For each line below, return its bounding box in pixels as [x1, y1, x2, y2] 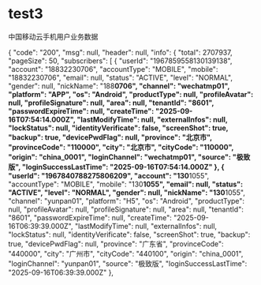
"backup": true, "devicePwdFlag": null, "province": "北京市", [8, 132, 213, 142]
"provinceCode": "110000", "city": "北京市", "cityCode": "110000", [8, 142, 234, 152]
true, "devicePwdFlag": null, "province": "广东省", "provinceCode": [8, 238, 224, 249]
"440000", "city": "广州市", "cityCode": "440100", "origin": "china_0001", [8, 249, 244, 258]
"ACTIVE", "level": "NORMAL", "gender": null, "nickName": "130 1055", [8, 187, 246, 197]
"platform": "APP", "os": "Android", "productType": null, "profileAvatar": [8, 89, 254, 99]
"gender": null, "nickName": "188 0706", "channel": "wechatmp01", [8, 81, 230, 91]
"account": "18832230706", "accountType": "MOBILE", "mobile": [8, 64, 218, 73]
